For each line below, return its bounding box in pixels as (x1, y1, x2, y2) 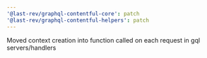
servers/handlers (6, 43, 57, 52)
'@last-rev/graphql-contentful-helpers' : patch (6, 17, 150, 24)
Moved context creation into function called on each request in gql (6, 36, 201, 44)
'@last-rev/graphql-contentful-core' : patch (6, 10, 140, 17)
